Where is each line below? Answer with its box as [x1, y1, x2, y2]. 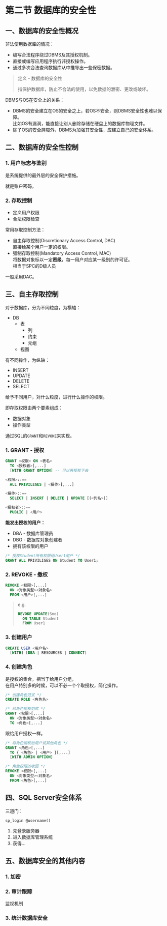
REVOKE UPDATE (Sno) [17, 611, 59, 616]
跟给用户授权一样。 [5, 730, 46, 736]
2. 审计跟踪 [5, 888, 32, 895]
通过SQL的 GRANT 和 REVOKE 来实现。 [5, 432, 75, 439]
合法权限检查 [12, 216, 39, 222]
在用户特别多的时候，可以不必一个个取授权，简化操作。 [5, 682, 120, 688]
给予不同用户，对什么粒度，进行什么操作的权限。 [5, 394, 107, 400]
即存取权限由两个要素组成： [5, 404, 63, 411]
